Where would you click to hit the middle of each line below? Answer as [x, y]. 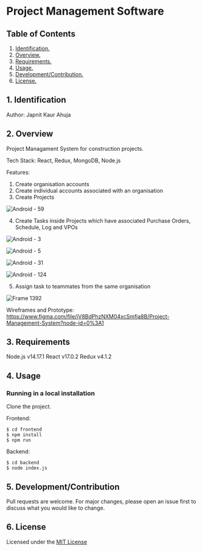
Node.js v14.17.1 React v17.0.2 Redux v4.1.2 [59, 357]
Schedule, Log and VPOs [46, 227]
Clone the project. [29, 406]
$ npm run [19, 441]
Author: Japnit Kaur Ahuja [39, 115]
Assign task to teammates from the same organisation [83, 286]
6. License [26, 527]
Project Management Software [85, 11]
